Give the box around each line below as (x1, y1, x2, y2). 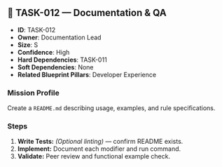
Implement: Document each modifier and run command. (17, 145, 181, 153)
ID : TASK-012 (17, 25, 56, 34)
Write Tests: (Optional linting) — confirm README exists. (17, 138, 183, 146)
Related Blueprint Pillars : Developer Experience (17, 70, 156, 79)
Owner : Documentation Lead (17, 33, 102, 41)
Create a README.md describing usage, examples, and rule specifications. (7, 104, 216, 112)
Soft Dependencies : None (17, 62, 94, 71)
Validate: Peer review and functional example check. (17, 152, 170, 161)
